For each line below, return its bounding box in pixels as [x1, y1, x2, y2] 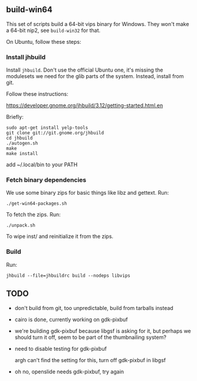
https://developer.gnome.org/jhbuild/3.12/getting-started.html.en [6, 102, 163, 109]
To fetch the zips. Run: [6, 211, 61, 218]
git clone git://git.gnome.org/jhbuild [6, 130, 104, 136]
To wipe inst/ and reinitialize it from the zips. [6, 233, 114, 240]
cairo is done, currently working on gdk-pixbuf [14, 316, 128, 323]
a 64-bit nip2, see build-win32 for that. [6, 27, 101, 34]
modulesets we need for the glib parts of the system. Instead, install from [6, 73, 184, 80]
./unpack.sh [6, 222, 35, 228]
